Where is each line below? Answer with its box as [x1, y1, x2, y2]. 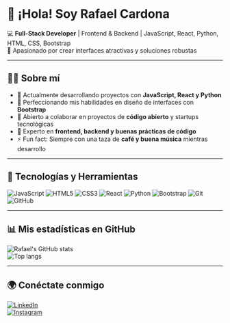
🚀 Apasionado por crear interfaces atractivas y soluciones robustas [7, 46, 197, 54]
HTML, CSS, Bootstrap [7, 39, 71, 47]
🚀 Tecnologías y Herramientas [7, 171, 138, 183]
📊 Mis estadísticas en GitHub [7, 223, 136, 235]
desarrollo [16, 144, 46, 153]
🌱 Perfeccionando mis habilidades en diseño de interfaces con [16, 98, 194, 106]
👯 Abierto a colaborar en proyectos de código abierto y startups [16, 112, 199, 120]
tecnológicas [16, 120, 54, 128]
